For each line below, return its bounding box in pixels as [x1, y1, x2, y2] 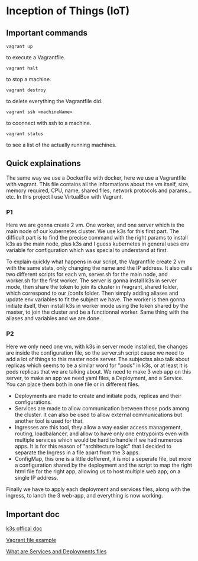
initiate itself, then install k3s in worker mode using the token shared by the [6, 302, 189, 310]
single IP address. [14, 474, 59, 482]
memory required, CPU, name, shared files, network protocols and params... [6, 187, 192, 194]
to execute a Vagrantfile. [6, 54, 66, 60]
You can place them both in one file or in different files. [6, 381, 140, 388]
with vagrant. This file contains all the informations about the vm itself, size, [6, 180, 190, 187]
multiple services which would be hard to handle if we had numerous [14, 436, 183, 444]
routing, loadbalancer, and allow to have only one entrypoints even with [14, 430, 189, 437]
